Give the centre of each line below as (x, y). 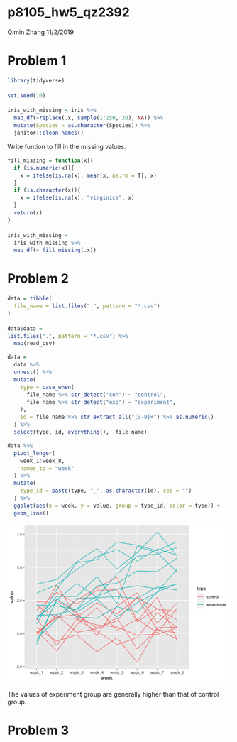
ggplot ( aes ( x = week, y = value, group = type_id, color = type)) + (117, 506)
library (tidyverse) (36, 80)
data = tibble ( (30, 299)
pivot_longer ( (34, 453)
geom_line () (32, 513)
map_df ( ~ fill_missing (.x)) (55, 250)
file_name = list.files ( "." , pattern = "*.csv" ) (87, 306)
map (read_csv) (34, 344)
